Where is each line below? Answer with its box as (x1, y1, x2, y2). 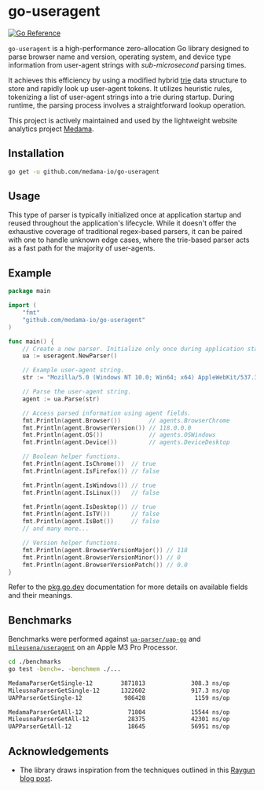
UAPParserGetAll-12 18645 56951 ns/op (8, 723, 230, 731)
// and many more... (22, 525, 90, 533)
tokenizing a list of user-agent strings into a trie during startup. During (8, 92, 235, 101)
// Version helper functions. (22, 539, 122, 547)
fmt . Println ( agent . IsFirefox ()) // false (22, 467, 159, 475)
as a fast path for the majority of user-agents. (8, 244, 156, 253)
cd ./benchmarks (8, 658, 61, 666)
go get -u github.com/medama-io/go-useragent (8, 167, 159, 175)
